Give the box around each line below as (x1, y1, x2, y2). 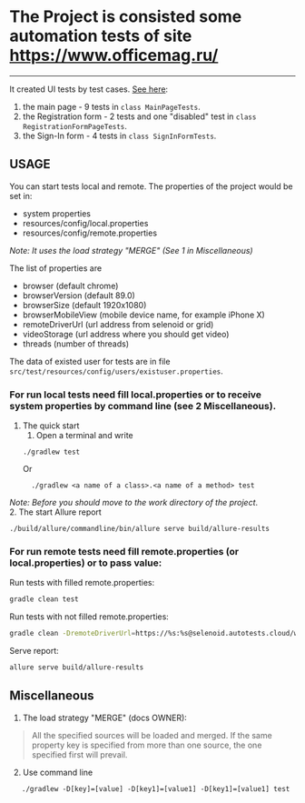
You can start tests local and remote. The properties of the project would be (9, 180, 293, 192)
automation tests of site (9, 25, 192, 46)
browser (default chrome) (22, 280, 119, 291)
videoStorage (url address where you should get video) (22, 328, 230, 339)
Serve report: (9, 646, 59, 657)
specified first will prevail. (31, 748, 128, 760)
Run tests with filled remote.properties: (9, 577, 155, 588)
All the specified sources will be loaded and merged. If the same (31, 729, 272, 740)
